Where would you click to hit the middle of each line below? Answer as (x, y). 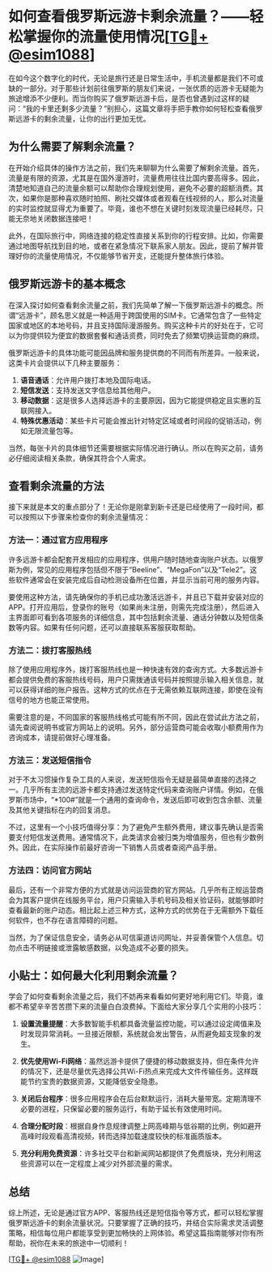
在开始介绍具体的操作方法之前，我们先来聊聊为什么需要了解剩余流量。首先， (136, 168)
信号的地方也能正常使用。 (51, 700)
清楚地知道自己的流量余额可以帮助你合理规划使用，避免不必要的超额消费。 (132, 188)
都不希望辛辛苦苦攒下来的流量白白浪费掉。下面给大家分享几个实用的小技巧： (136, 1007)
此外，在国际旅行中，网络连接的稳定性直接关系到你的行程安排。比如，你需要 (136, 235)
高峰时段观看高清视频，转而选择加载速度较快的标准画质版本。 (123, 1137)
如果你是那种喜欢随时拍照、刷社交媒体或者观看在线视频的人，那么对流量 (143, 198)
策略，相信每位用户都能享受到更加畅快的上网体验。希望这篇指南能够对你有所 (136, 1233)
